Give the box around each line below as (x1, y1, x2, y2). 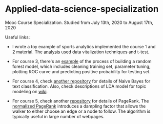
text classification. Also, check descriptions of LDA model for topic (12, 83, 146, 89)
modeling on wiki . (12, 88, 48, 94)
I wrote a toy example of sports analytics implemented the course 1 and (12, 43, 156, 49)
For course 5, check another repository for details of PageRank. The (12, 98, 149, 103)
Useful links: (5, 34, 30, 40)
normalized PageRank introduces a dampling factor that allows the (12, 103, 146, 109)
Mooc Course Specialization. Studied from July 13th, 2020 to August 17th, (5, 20, 154, 25)
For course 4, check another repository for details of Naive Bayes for (12, 78, 151, 84)
